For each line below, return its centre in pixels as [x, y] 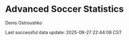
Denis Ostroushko [24, 23]
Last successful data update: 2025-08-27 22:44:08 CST [63, 32]
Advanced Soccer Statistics [64, 9]
